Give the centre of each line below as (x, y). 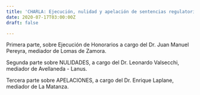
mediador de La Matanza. (37, 87)
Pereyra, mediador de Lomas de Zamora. (56, 51)
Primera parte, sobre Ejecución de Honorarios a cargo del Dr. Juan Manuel (98, 45)
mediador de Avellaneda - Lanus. (47, 69)
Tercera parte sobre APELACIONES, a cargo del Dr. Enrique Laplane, (90, 80)
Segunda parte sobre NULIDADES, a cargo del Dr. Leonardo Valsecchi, (93, 62)
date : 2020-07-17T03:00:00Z (41, 17)
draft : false (22, 23)
